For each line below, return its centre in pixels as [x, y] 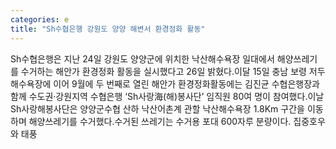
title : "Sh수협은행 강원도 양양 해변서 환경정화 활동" [108, 29]
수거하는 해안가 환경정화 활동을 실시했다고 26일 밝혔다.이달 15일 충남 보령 [163, 71]
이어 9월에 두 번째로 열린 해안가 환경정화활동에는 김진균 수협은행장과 [186, 83]
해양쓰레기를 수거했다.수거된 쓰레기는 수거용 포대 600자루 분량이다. [160, 121]
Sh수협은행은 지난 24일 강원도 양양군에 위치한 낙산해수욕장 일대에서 [142, 58]
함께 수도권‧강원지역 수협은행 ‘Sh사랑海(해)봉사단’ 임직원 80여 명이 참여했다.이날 [167, 96]
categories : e [40, 19]
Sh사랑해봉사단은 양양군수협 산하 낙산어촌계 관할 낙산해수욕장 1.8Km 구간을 [157, 108]
